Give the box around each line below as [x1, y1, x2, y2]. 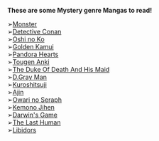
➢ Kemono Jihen [7, 103, 55, 111]
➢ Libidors [7, 126, 37, 134]
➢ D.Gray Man [7, 73, 48, 81]
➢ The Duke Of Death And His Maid [7, 66, 110, 73]
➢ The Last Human [7, 118, 61, 127]
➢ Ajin [7, 88, 24, 96]
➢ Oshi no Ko [7, 35, 45, 43]
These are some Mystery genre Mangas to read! [7, 6, 153, 14]
